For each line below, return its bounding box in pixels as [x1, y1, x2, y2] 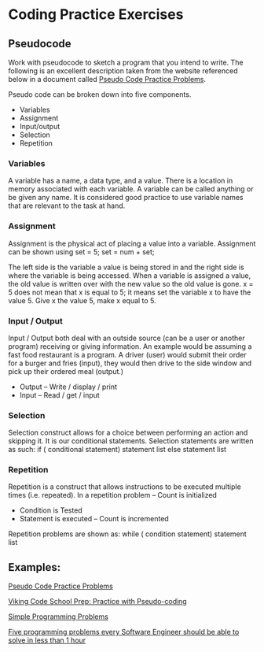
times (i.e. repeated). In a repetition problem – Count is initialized [8, 491, 218, 500]
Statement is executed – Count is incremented [19, 514, 169, 524]
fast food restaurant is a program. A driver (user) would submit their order [8, 350, 247, 359]
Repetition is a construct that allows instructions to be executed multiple [8, 482, 241, 491]
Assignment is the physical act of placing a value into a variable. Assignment [8, 239, 256, 248]
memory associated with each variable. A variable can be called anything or [8, 184, 254, 194]
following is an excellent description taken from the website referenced [8, 66, 238, 76]
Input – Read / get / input [19, 390, 100, 399]
